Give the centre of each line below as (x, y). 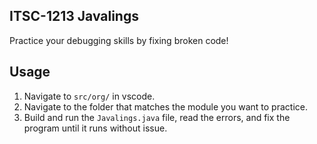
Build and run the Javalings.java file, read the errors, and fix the (157, 117)
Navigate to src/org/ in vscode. (89, 96)
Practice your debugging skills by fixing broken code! (119, 40)
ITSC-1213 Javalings (74, 16)
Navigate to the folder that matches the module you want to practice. (165, 106)
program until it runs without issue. (95, 128)
